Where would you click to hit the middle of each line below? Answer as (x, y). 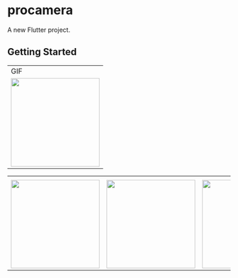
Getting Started (42, 52)
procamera (40, 10)
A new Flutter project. (39, 30)
